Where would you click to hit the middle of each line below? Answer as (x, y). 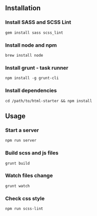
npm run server (21, 141)
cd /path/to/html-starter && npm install (49, 101)
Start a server (22, 130)
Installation (23, 8)
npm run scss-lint (24, 209)
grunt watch (17, 186)
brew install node (24, 55)
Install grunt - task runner (37, 68)
